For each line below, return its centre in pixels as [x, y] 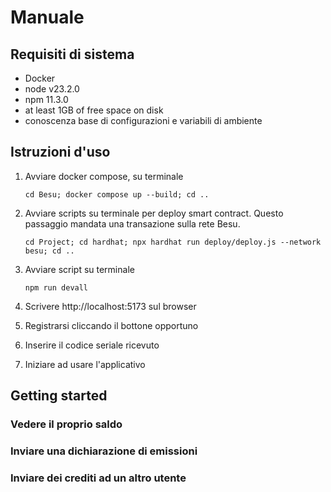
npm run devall [56, 287]
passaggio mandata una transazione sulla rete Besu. [132, 223]
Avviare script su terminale [79, 269]
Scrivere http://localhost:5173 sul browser [110, 306]
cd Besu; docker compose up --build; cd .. [117, 194]
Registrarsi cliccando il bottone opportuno [111, 325]
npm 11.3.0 [46, 99]
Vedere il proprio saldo [66, 424]
